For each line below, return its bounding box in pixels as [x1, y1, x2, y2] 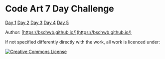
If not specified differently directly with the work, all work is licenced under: [5, 38, 161, 45]
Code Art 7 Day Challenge [5, 3, 115, 14]
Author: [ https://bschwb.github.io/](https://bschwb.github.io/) [5, 29, 132, 35]
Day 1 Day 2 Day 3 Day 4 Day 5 [5, 19, 69, 25]
